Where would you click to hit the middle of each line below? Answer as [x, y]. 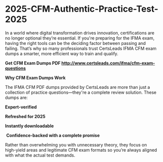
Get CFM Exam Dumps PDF [33, 63]
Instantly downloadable [29, 126]
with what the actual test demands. [40, 155]
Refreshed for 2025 [25, 116]
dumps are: [17, 97]
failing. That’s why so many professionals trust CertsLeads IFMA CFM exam [81, 48]
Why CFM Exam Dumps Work [35, 78]
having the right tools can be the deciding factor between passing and [75, 43]
